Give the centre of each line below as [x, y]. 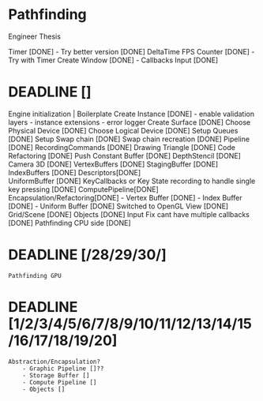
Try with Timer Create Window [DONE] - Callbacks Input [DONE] [113, 60]
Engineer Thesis [35, 36]
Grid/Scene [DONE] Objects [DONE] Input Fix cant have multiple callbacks [129, 214]
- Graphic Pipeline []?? [63, 369]
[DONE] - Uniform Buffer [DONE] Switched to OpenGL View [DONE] [118, 206]
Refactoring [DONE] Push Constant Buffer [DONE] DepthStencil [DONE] [124, 156]
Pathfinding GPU [35, 275]
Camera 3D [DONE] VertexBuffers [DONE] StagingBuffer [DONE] [113, 164]
